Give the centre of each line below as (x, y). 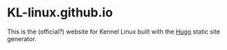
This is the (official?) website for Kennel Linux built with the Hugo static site (113, 32)
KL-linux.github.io (60, 13)
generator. (22, 38)
